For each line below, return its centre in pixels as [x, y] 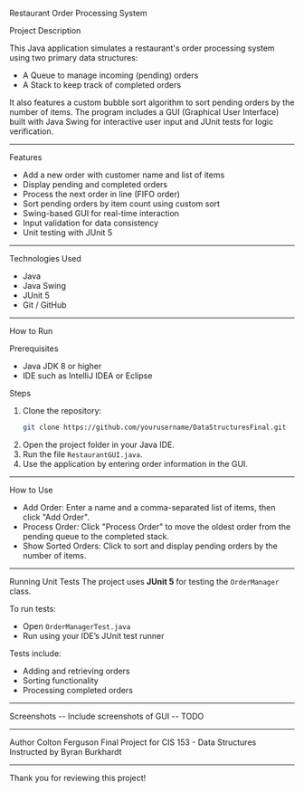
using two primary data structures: [74, 57]
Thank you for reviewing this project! [78, 778]
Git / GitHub [44, 305]
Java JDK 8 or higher [62, 366]
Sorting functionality [61, 680]
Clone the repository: [62, 410]
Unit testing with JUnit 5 [67, 233]
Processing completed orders [78, 690]
